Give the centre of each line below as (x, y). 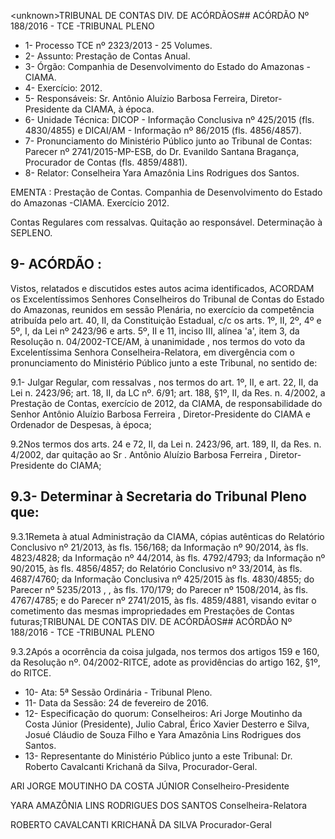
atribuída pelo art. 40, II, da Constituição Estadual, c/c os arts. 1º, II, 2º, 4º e (166, 320)
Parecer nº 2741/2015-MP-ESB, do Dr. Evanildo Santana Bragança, (162, 151)
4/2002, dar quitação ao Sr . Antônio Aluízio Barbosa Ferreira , (139, 454)
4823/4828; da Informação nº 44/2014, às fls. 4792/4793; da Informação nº (168, 557)
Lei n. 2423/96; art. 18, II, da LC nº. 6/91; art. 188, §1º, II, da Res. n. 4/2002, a (168, 392)
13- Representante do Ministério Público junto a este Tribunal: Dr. (158, 756)
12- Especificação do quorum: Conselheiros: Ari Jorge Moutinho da (163, 713)
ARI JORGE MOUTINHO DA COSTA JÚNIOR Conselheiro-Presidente (150, 786)
